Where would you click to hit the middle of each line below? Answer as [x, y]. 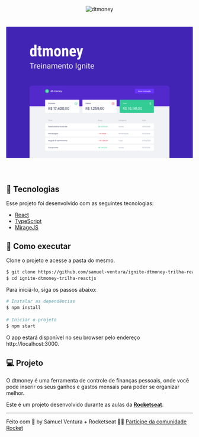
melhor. [15, 393]
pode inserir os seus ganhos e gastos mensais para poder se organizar [93, 387]
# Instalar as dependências [41, 301]
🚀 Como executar [38, 246]
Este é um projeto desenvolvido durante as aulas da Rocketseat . [85, 404]
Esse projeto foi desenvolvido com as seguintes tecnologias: [80, 203]
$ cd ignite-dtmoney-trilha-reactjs [51, 278]
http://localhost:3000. [33, 344]
